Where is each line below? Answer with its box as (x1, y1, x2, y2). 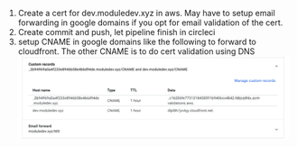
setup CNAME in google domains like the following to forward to (17, 36, 257, 47)
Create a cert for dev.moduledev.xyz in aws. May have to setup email (17, 8, 275, 18)
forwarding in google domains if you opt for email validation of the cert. (17, 17, 283, 28)
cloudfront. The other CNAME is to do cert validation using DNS (17, 46, 255, 57)
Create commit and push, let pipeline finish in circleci (17, 27, 216, 37)
